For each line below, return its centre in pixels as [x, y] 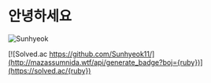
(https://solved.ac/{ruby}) [50, 70]
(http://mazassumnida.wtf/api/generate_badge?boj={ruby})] [105, 62]
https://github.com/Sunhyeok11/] [102, 54]
